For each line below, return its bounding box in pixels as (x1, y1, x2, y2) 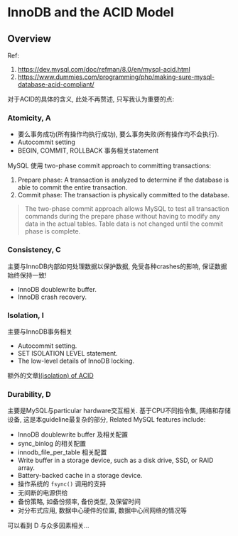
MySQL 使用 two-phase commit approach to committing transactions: (7, 161, 212, 170)
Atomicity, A (7, 113, 51, 123)
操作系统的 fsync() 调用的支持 (17, 480, 107, 488)
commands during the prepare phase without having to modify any (24, 212, 220, 221)
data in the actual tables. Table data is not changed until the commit (24, 219, 224, 228)
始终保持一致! (7, 270, 48, 279)
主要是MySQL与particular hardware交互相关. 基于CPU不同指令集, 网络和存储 (7, 406, 231, 415)
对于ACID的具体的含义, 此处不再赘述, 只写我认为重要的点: (7, 95, 175, 103)
